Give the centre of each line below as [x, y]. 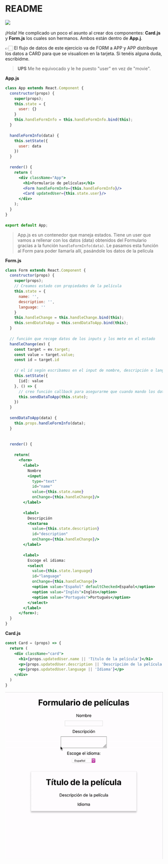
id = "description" [50, 534]
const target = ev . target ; [42, 349]
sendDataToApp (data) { [33, 418]
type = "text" [44, 481]
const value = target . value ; [44, 355]
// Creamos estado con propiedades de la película [68, 286]
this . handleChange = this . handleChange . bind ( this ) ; [69, 318]
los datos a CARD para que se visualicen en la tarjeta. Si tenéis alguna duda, [84, 54]
